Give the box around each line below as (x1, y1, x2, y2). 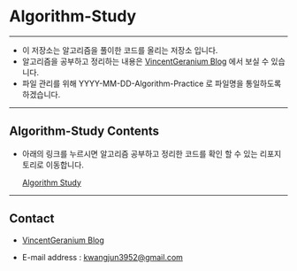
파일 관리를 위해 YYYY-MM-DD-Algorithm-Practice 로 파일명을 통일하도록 (21, 78, 282, 89)
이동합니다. (45, 159, 84, 170)
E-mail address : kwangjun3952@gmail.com (21, 252, 184, 262)
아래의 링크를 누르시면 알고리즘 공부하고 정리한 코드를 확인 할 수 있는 (21, 148, 258, 159)
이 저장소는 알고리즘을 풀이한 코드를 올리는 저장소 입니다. (21, 44, 218, 55)
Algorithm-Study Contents (9, 124, 160, 139)
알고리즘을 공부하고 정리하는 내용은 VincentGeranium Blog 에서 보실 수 (21, 56, 270, 66)
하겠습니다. (21, 89, 61, 99)
